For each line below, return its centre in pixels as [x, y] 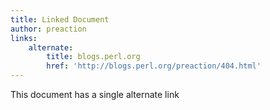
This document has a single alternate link [95, 94]
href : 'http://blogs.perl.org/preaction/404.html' [154, 66]
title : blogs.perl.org [93, 57]
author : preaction [48, 29]
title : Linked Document [60, 19]
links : [24, 38]
